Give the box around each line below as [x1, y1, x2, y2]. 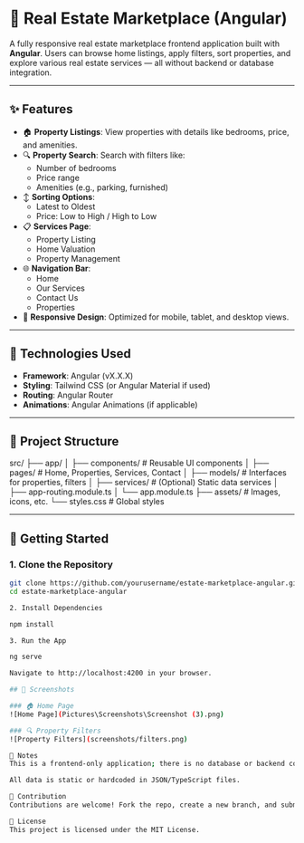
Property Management [35, 253, 120, 263]
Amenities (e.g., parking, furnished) [35, 181, 169, 193]
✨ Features [9, 101, 73, 117]
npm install [9, 619, 54, 628]
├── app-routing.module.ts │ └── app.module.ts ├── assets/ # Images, [9, 486, 281, 497]
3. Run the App [9, 636, 67, 646]
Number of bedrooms [35, 162, 117, 173]
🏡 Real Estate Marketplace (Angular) [9, 8, 288, 29]
